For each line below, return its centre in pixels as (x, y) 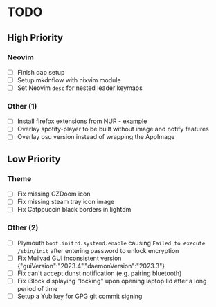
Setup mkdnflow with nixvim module (69, 80)
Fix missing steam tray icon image (66, 202)
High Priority (35, 38)
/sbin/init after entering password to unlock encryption (98, 250)
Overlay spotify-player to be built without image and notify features (113, 129)
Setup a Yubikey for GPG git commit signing (80, 296)
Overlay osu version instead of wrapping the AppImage (96, 137)
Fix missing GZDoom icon (54, 194)
